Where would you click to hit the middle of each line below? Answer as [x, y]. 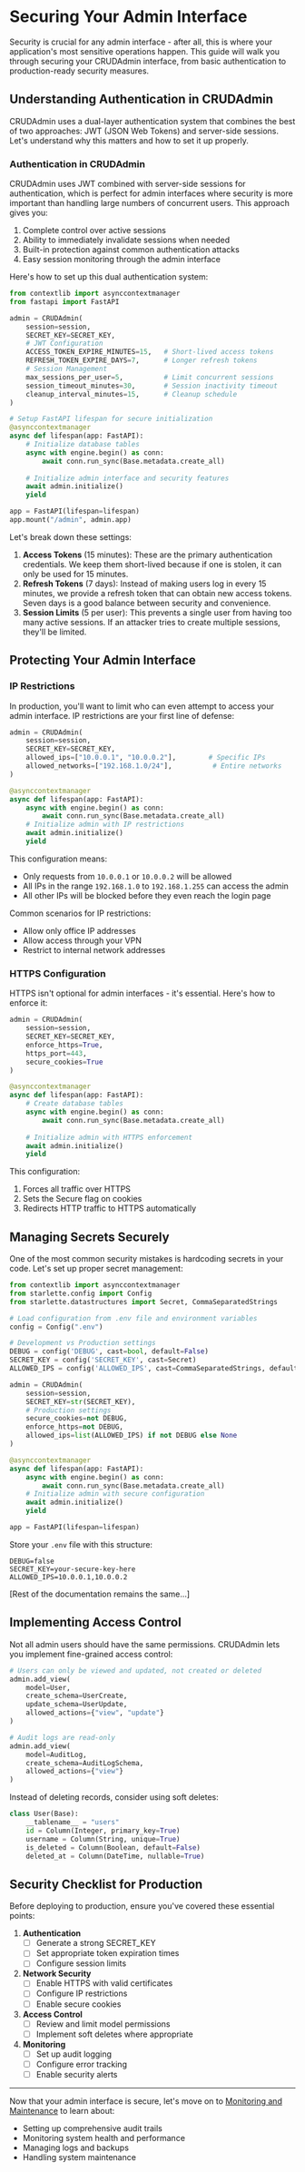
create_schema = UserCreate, [77, 1696]
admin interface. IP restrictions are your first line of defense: [122, 715]
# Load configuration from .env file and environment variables [133, 1318]
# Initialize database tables [83, 445]
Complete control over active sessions [94, 231]
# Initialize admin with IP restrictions [105, 825]
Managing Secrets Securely [89, 1237]
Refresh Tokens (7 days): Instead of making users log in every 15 [144, 584]
